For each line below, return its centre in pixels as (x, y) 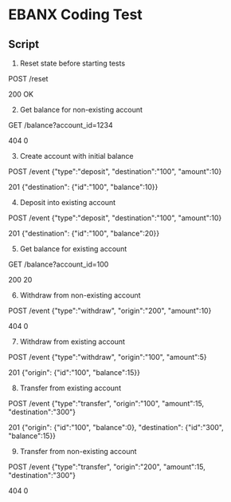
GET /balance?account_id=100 (59, 264)
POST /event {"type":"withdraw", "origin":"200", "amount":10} (110, 310)
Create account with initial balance (76, 156)
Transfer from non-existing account (78, 451)
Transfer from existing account (70, 388)
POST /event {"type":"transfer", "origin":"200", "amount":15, (107, 467)
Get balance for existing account (73, 249)
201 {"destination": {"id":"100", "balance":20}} (84, 233)
